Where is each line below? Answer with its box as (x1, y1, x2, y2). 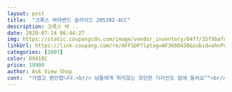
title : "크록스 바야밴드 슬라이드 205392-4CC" (7, 17, 131, 24)
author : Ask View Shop (7, 68, 72, 75)
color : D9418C (7, 55, 48, 62)
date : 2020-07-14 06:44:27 (7, 29, 85, 37)
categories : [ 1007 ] (7, 49, 64, 56)
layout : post (7, 10, 45, 17)
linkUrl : (7, 42, 32, 49)
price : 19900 (7, 62, 45, 68)
